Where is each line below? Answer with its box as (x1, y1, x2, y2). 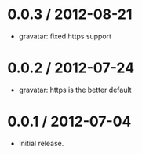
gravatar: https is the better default (18, 85, 132, 94)
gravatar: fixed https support (18, 31, 111, 41)
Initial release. (18, 138, 64, 148)
